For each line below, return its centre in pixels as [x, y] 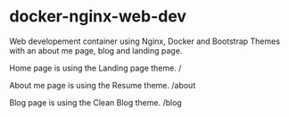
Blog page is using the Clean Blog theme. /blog [96, 102]
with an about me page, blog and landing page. [96, 50]
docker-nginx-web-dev [98, 17]
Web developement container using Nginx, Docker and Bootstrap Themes [145, 41]
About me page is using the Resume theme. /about [103, 85]
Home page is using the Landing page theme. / [95, 68]
